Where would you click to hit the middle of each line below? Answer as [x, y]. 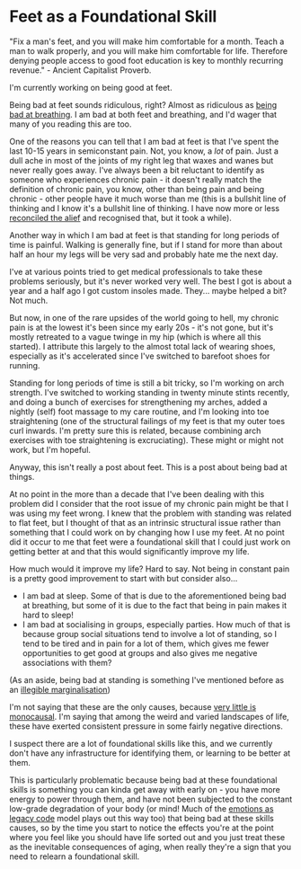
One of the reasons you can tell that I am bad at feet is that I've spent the [144, 141]
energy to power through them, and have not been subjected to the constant [151, 799]
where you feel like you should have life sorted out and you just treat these [147, 837]
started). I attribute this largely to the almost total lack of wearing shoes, [142, 346]
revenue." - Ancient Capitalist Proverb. [80, 70]
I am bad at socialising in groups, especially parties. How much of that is [156, 624]
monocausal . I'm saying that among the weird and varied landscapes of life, [149, 716]
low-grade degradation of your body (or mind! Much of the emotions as [142, 808]
